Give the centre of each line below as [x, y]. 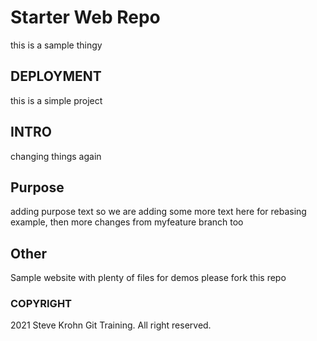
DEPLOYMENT [56, 76]
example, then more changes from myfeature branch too [127, 222]
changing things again [56, 156]
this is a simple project [56, 100]
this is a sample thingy [56, 45]
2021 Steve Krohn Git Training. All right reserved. [111, 325]
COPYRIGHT [41, 304]
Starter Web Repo [85, 17]
